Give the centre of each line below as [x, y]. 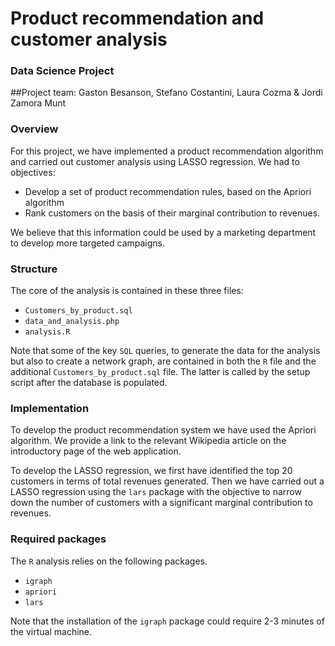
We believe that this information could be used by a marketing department [163, 232]
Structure [34, 269]
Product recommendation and [137, 18]
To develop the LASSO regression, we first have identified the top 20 [151, 471]
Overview [34, 129]
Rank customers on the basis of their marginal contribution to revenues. [172, 213]
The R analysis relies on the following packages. [109, 561]
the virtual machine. [51, 631]
